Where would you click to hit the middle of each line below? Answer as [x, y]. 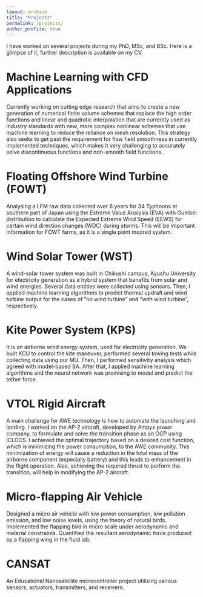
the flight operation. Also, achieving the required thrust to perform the [93, 466]
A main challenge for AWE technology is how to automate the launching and [101, 420]
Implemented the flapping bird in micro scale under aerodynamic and [92, 527]
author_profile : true [34, 29]
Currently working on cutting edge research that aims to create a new [93, 107]
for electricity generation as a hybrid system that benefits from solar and [97, 280]
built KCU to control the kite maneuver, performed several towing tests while [101, 353]
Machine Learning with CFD [78, 77]
